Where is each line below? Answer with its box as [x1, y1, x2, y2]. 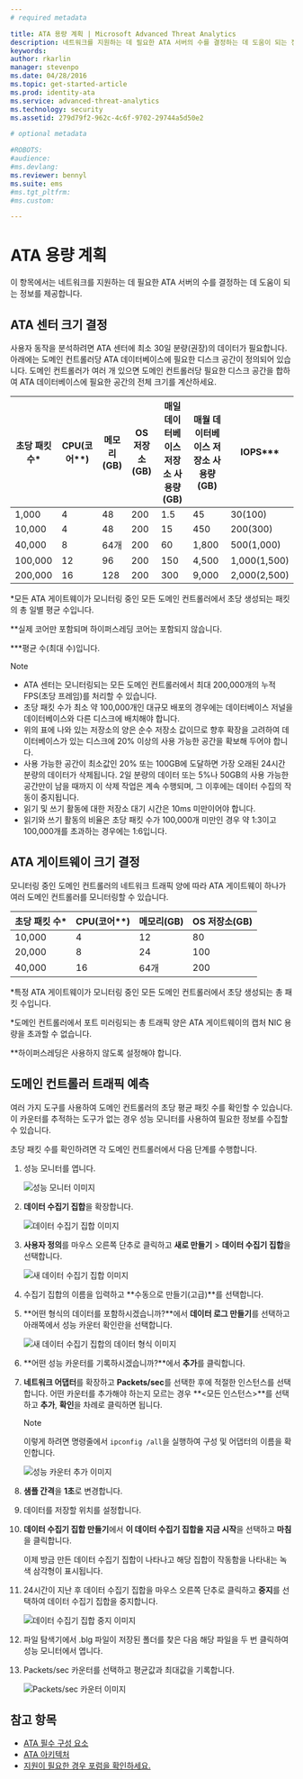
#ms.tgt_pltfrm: [10, 187, 71, 196]
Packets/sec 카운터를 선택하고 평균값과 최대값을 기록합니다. [22, 1664, 235, 1675]
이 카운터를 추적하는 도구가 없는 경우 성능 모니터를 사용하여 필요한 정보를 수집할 [10, 1113, 289, 1124]
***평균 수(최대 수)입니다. [10, 643, 101, 653]
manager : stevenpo [10, 63, 79, 72]
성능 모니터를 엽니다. [22, 1163, 96, 1174]
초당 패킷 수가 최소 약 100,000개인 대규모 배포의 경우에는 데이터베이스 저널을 [22, 702, 293, 713]
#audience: [10, 154, 51, 163]
